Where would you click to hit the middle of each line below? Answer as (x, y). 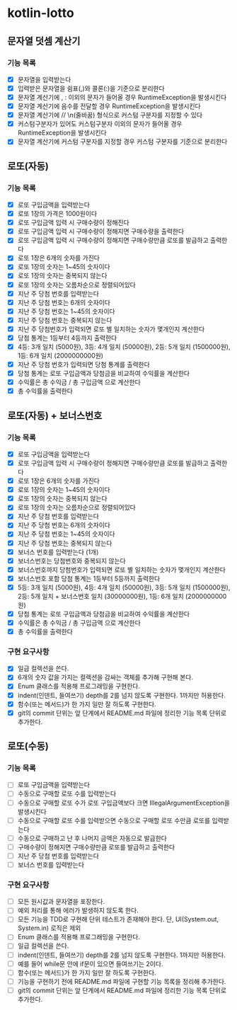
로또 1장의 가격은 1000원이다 (57, 214)
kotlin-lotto (41, 13)
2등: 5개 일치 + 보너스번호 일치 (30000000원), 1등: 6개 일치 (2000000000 (122, 596)
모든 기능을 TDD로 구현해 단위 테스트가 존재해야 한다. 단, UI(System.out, (118, 919)
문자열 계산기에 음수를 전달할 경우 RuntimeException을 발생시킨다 (109, 106)
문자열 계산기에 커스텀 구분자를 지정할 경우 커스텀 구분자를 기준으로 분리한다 (122, 142)
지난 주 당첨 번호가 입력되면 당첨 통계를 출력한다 (83, 365)
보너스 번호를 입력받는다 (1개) (58, 552)
